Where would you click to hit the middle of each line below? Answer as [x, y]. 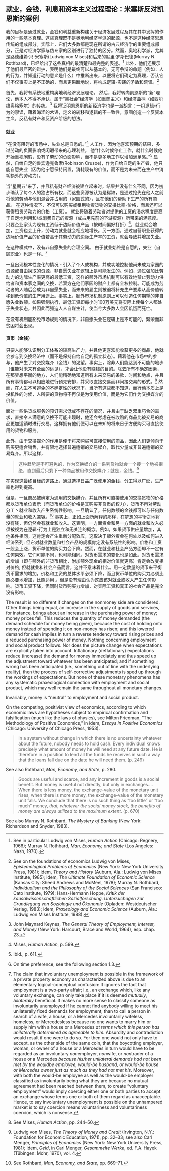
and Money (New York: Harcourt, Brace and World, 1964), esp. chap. [84, 930]
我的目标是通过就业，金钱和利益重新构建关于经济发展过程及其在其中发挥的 [82, 31]
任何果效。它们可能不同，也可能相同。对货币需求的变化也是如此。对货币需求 [85, 555]
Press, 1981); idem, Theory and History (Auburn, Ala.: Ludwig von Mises [87, 872]
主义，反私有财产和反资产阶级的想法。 [45, 118]
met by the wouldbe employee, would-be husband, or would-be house [86, 1064]
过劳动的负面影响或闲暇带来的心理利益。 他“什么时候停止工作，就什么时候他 [84, 150]
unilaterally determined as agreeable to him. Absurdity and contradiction [88, 1033]
